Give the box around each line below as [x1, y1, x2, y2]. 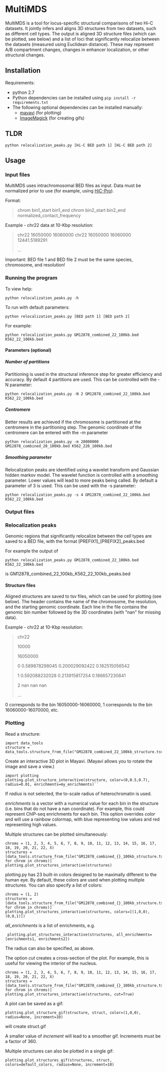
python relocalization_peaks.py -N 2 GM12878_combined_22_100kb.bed [5, 391, 150, 397]
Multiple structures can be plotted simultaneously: [5, 831, 108, 837]
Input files [5, 171, 30, 178]
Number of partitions [5, 358, 50, 364]
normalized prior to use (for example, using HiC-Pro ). [5, 188, 114, 194]
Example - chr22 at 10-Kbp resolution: [5, 624, 83, 630]
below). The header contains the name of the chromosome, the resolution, [5, 599, 158, 605]
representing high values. [5, 821, 57, 828]
